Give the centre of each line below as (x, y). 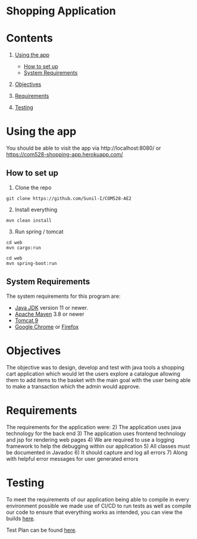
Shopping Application (61, 11)
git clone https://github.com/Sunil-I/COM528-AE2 (69, 198)
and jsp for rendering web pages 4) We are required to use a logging (90, 439)
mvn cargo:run (24, 248)
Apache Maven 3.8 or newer (49, 314)
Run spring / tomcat (39, 232)
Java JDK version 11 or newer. (51, 307)
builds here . (21, 518)
